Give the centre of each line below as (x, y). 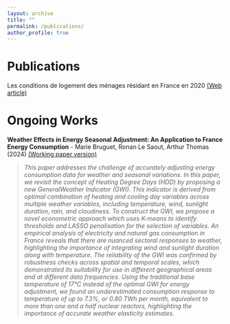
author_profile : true (38, 33)
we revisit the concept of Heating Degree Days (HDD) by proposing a (122, 182)
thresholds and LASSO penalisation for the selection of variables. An (121, 226)
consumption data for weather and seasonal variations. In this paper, (122, 175)
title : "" (21, 20)
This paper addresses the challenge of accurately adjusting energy (119, 167)
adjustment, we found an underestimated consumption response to (119, 292)
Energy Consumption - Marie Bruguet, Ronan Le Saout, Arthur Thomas (108, 147)
